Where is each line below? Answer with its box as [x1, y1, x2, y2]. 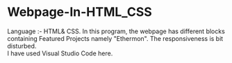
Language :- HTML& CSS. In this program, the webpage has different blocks [7, 27, 226, 35]
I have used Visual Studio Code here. [7, 49, 113, 57]
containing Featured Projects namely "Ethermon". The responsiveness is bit [7, 34, 224, 42]
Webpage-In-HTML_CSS [7, 4, 153, 20]
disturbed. [7, 42, 37, 50]
